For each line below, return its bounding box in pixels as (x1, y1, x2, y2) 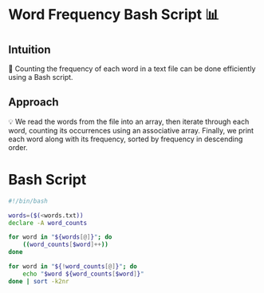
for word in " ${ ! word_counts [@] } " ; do (8, 263, 137, 271)
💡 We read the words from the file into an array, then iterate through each (8, 117, 250, 126)
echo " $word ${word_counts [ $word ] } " (22, 270, 145, 278)
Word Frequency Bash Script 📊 (8, 6, 219, 24)
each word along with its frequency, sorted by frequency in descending (8, 134, 243, 144)
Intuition (8, 42, 51, 56)
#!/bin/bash (8, 196, 48, 205)
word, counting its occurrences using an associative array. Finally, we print (8, 125, 254, 135)
